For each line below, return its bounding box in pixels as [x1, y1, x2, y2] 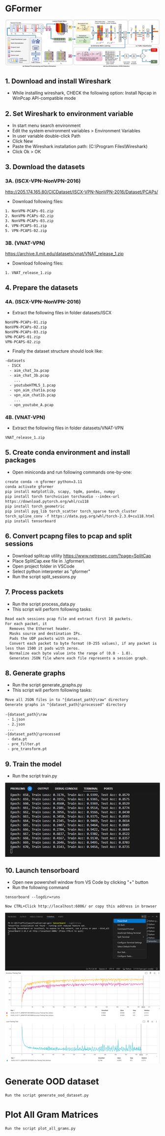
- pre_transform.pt [7, 747, 48, 751]
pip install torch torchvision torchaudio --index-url [5, 494, 120, 499]
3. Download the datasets [5, 163, 85, 171]
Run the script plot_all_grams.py [5, 1126, 76, 1131]
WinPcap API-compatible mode [12, 95, 76, 101]
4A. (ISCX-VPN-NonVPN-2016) [5, 299, 81, 305]
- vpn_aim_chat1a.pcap [9, 388, 56, 392]
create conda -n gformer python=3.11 [5, 479, 82, 484]
